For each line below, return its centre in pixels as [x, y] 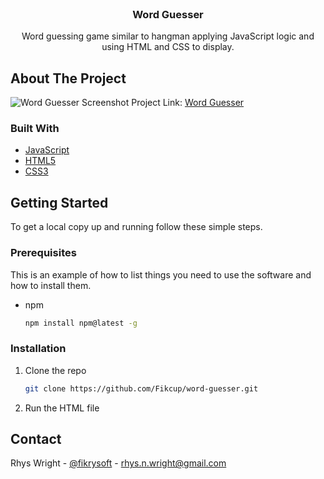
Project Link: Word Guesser [188, 103]
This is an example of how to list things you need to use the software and [161, 274]
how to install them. [51, 285]
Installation [38, 349]
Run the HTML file [62, 408]
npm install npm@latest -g [81, 323]
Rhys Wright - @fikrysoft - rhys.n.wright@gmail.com [118, 463]
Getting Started [59, 202]
